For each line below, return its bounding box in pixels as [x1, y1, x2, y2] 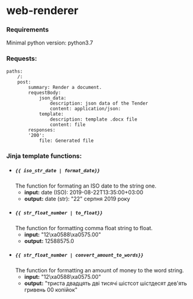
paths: [6, 68, 23, 74]
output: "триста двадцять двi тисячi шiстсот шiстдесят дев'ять [24, 280, 188, 287]
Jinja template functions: [6, 152, 82, 160]
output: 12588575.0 [24, 237, 74, 244]
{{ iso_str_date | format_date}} [15, 168, 100, 174]
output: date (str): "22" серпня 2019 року [24, 195, 130, 202]
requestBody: [28, 90, 61, 96]
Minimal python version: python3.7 [6, 39, 93, 46]
